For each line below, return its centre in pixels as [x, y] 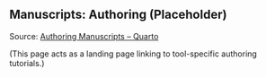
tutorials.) [27, 63]
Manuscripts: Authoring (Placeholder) [118, 15]
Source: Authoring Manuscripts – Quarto [84, 36]
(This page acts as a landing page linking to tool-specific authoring [133, 54]
